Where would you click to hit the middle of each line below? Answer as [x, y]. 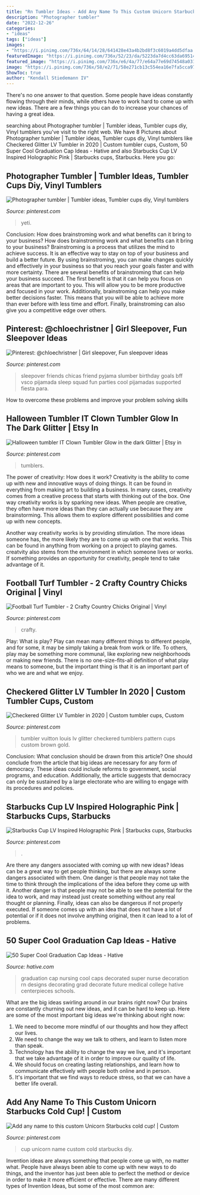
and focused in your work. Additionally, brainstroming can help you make [96, 291]
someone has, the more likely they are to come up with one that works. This [99, 539]
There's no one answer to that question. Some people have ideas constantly [100, 95]
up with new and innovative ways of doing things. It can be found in [89, 483]
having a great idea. [31, 114]
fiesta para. [35, 388]
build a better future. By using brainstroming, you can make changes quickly [100, 259]
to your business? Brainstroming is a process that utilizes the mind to [90, 247]
